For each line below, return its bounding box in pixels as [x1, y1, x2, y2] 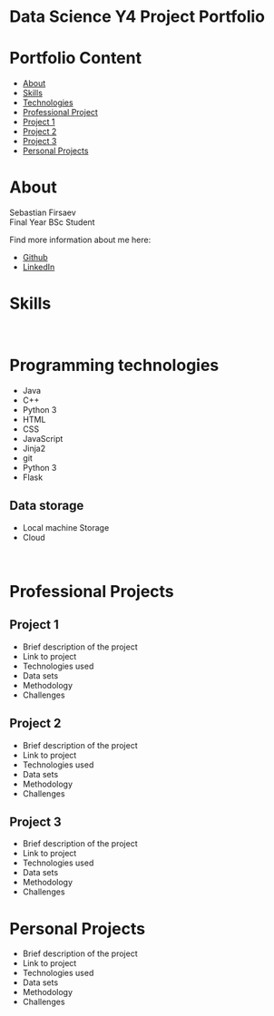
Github [22, 252, 48, 263]
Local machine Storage [22, 522, 110, 532]
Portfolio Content [9, 48, 142, 69]
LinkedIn [22, 261, 55, 273]
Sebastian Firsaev [9, 207, 77, 219]
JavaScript [22, 433, 64, 444]
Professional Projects [9, 581, 174, 601]
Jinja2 [22, 443, 46, 454]
